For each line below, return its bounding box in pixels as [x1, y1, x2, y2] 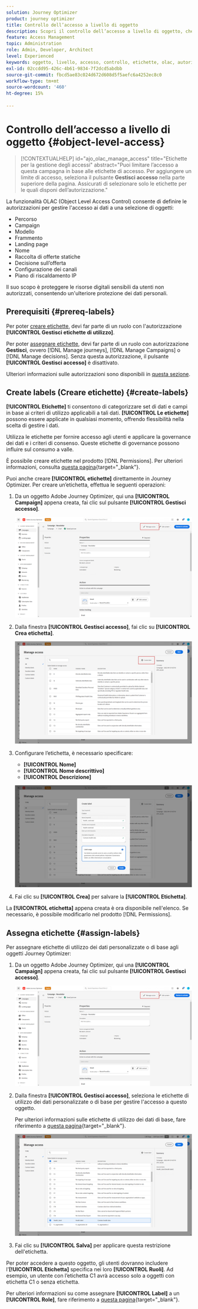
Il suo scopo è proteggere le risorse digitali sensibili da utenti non [6, 283, 164, 290]
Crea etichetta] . [14, 629, 54, 636]
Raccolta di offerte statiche [14, 253, 81, 260]
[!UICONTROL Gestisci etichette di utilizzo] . [6, 328, 115, 336]
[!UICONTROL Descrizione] [23, 773, 91, 781]
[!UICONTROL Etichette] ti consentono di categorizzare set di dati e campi [6, 403, 187, 410]
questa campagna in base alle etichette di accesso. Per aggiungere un [20, 167, 192, 174]
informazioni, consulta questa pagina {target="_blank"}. [6, 463, 140, 471]
